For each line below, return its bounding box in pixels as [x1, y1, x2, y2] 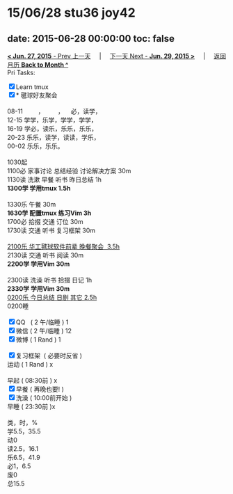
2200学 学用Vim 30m [7, 260, 70, 268]
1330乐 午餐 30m [7, 200, 56, 208]
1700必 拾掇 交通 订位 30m [7, 218, 83, 225]
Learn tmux [16, 83, 49, 91]
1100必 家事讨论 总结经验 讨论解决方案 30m [7, 167, 131, 175]
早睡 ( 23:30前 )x [7, 402, 56, 411]
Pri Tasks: [7, 68, 36, 77]
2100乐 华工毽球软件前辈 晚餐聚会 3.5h [7, 242, 120, 250]
